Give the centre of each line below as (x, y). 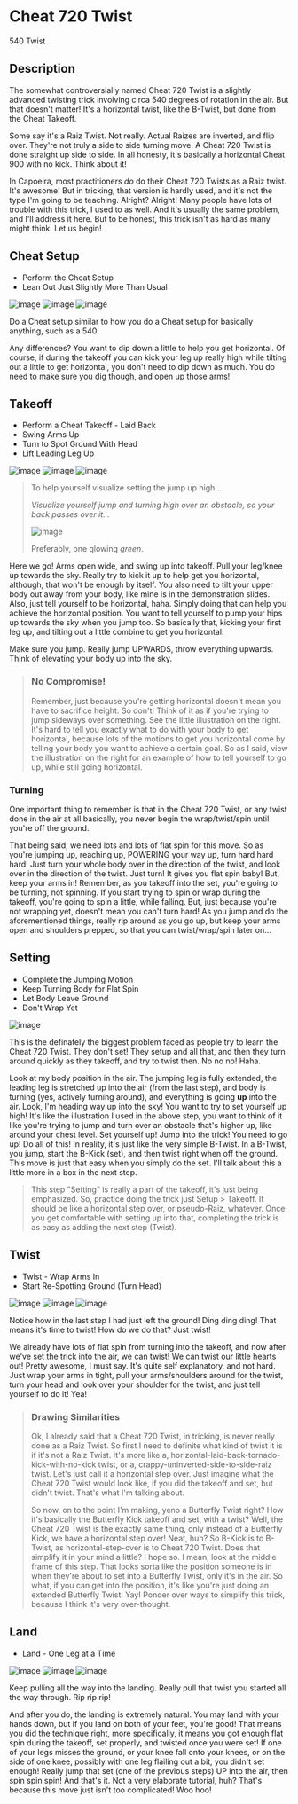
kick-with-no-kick (63, 1464)
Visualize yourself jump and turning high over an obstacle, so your (153, 505)
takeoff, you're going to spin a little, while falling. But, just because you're (143, 901)
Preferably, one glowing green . (87, 549)
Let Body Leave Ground (65, 998)
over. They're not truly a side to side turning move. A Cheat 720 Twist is (140, 145)
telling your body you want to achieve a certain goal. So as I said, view (159, 748)
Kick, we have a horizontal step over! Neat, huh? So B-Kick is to (147, 1538)
